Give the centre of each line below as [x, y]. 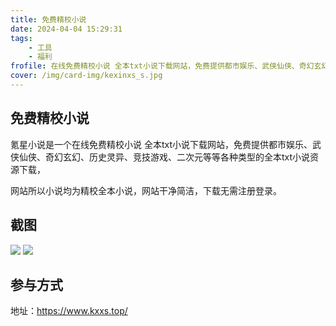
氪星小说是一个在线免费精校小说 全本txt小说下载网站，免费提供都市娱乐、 [161, 144]
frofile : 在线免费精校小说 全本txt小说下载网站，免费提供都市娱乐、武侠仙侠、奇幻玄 [166, 66]
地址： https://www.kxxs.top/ [69, 311]
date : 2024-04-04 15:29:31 [66, 29]
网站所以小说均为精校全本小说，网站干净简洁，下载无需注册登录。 [146, 190]
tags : [21, 38]
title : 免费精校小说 [48, 19]
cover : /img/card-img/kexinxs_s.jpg [86, 76]
